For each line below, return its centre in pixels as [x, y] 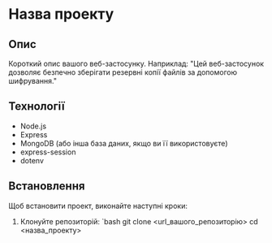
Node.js [33, 126]
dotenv [32, 160]
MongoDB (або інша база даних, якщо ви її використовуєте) [124, 143]
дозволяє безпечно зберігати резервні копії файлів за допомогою [123, 72]
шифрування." [32, 81]
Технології [37, 106]
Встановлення [47, 187]
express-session [48, 152]
